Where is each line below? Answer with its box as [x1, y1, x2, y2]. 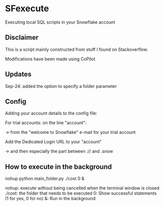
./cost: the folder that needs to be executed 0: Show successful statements [5, 190, 157, 196]
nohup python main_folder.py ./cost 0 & [5, 176, 85, 181]
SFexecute [5, 3, 49, 14]
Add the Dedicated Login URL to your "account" [5, 139, 102, 145]
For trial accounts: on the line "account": [5, 120, 87, 126]
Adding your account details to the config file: [5, 110, 97, 116]
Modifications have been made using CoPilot [5, 56, 95, 62]
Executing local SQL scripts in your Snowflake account [5, 19, 116, 25]
